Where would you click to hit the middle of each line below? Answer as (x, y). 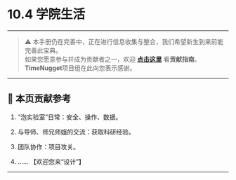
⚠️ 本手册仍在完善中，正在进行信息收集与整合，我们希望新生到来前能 (124, 41)
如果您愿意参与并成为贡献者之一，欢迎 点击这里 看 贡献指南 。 (112, 59)
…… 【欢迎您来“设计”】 (51, 161)
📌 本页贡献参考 (39, 99)
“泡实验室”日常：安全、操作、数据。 (70, 117)
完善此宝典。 (43, 50)
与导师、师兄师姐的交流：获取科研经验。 (76, 132)
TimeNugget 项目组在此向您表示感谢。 (80, 68)
